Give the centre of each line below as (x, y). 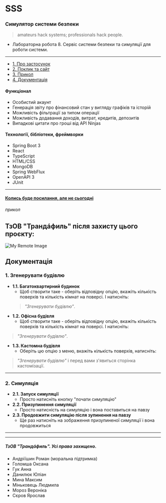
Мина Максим (27, 480)
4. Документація (30, 80)
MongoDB (22, 166)
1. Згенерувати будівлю (35, 275)
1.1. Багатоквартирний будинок (46, 286)
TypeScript (23, 156)
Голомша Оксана (30, 464)
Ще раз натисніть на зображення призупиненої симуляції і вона (87, 420)
